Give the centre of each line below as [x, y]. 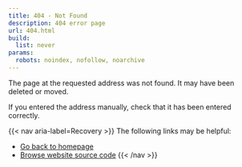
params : [21, 53]
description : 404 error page [57, 23]
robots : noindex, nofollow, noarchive [81, 61]
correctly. [24, 115]
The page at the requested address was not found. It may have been [121, 83]
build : [19, 38]
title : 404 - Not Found [48, 16]
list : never [36, 46]
